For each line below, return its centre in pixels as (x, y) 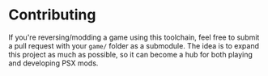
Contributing (52, 15)
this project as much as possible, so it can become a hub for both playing (131, 54)
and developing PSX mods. (53, 63)
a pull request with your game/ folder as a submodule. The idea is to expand (134, 45)
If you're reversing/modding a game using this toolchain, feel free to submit (134, 37)
